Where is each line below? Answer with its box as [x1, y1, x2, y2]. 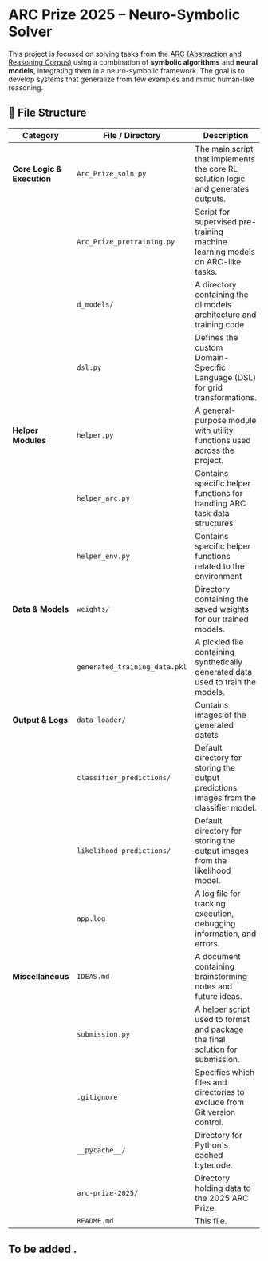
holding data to [195, 1182, 251, 1193]
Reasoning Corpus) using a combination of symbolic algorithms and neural [8, 57, 258, 67]
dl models [195, 299, 232, 310]
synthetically [195, 656, 243, 668]
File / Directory [103, 129, 161, 141]
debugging [195, 918, 236, 929]
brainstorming [195, 970, 248, 981]
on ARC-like [195, 256, 242, 267]
